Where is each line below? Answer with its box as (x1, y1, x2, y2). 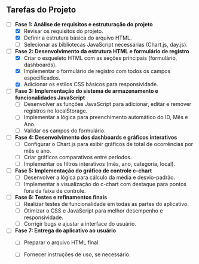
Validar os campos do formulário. (23, 127, 106, 134)
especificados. (23, 74, 61, 81)
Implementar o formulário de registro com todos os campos (23, 68, 171, 75)
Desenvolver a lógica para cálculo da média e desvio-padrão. (23, 174, 175, 181)
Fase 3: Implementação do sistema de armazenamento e (14, 87, 158, 95)
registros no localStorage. (23, 107, 88, 114)
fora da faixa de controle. (23, 187, 86, 194)
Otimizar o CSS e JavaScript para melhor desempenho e (23, 207, 163, 214)
